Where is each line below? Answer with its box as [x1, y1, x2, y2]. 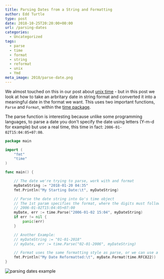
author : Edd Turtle [5, 12, 45, 17]
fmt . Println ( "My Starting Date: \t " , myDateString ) [14, 187, 119, 193]
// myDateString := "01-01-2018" [14, 237, 82, 242]
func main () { [5, 170, 34, 175]
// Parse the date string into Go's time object [14, 196, 115, 201]
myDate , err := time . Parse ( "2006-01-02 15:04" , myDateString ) [14, 210, 143, 215]
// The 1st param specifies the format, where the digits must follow [14, 201, 161, 206]
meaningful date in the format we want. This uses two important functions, [5, 99, 155, 105]
